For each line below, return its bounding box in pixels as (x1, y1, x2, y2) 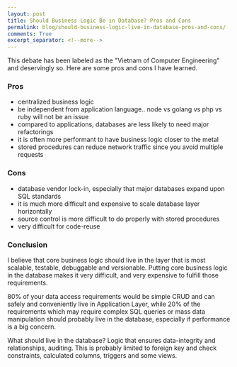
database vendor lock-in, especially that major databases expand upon (17, 184, 225, 192)
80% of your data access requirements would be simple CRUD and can (7, 292, 216, 301)
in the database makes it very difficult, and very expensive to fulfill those (7, 271, 219, 280)
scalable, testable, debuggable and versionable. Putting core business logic (7, 263, 228, 272)
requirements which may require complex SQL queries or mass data (7, 307, 206, 316)
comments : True (7, 30, 52, 38)
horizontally (17, 207, 52, 215)
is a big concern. (7, 322, 57, 331)
